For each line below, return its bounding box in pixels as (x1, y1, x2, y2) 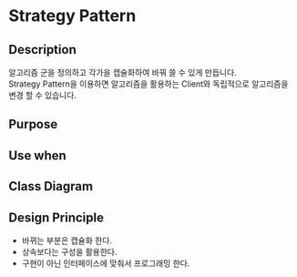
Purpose (8, 117, 58, 132)
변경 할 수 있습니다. (8, 90, 77, 100)
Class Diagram (8, 179, 93, 194)
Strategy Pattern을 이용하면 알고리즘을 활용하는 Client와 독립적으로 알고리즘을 (8, 78, 289, 89)
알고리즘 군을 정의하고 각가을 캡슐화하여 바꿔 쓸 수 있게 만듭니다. (8, 67, 238, 77)
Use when (8, 148, 67, 163)
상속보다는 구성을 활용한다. (21, 246, 118, 257)
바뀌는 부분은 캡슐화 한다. (21, 234, 113, 246)
